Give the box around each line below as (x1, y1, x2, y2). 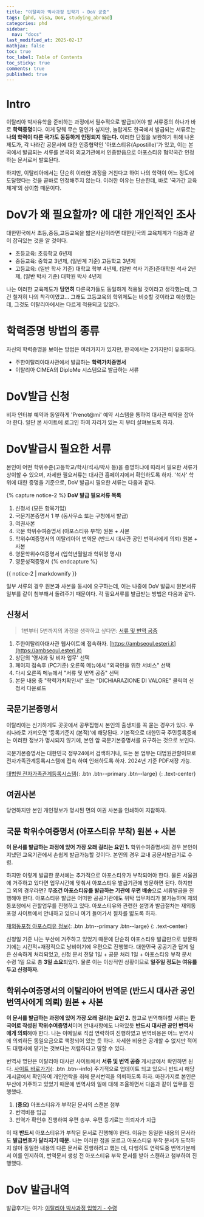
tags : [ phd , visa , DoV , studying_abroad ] (6, 15, 113, 21)
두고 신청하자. (6, 966, 39, 974)
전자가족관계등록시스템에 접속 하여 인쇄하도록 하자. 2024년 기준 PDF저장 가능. (6, 757, 192, 764)
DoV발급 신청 (6, 390, 70, 403)
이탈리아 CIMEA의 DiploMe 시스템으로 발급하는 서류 (15, 366, 139, 374)
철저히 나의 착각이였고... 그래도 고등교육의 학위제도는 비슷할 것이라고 (12, 293, 175, 301)
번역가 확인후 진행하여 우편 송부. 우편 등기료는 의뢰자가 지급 (15, 1116, 157, 1123)
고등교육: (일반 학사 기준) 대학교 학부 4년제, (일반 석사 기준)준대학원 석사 (15, 265, 187, 273)
